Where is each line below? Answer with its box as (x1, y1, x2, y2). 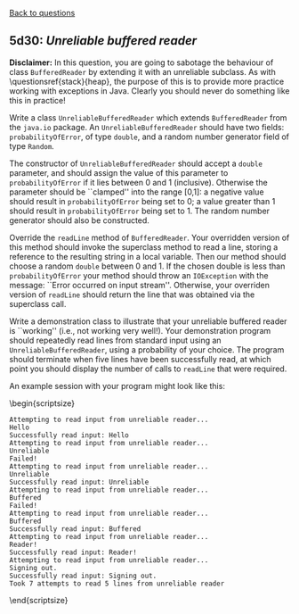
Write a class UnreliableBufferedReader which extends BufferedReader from (9, 112, 287, 123)
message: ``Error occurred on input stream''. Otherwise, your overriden (9, 279, 270, 290)
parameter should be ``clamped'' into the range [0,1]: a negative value (9, 187, 264, 197)
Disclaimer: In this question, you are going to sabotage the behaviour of (9, 57, 274, 68)
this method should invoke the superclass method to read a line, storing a (9, 241, 279, 253)
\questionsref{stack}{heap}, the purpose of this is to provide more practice (9, 76, 285, 87)
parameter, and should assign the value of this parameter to (9, 167, 229, 178)
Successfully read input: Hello (9, 430, 129, 440)
